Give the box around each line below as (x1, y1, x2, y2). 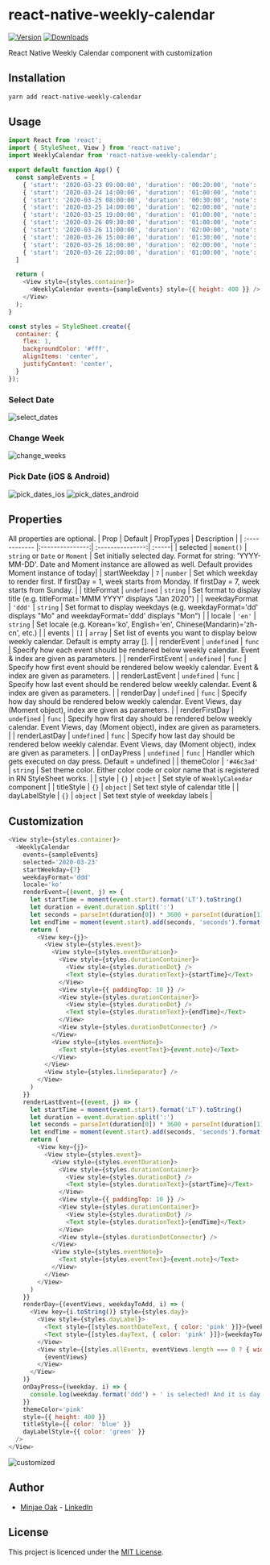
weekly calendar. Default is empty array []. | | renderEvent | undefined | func (8, 637, 260, 647)
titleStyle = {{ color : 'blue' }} (22, 1421, 131, 1429)
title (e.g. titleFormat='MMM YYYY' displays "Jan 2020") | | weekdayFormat (8, 594, 259, 604)
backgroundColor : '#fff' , (22, 345, 110, 353)
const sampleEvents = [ (15, 173, 95, 181)
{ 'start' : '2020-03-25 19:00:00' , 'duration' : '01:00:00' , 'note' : (22, 211, 257, 219)
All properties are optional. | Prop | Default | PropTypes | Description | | (8, 534, 243, 543)
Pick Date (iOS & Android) (8, 471, 110, 482)
